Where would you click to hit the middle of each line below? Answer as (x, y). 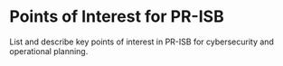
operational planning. (49, 51)
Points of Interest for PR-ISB (117, 17)
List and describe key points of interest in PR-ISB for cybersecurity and (141, 42)
